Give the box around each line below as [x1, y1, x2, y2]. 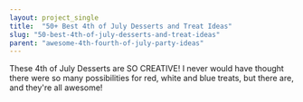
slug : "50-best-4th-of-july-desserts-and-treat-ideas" [9, 30, 221, 39]
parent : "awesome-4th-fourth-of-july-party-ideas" [9, 38, 204, 48]
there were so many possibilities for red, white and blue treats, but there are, [9, 73, 294, 84]
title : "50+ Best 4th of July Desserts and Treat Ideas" [9, 22, 232, 31]
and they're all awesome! [9, 82, 103, 93]
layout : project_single [9, 13, 99, 23]
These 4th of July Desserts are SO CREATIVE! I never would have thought [9, 63, 285, 74]
